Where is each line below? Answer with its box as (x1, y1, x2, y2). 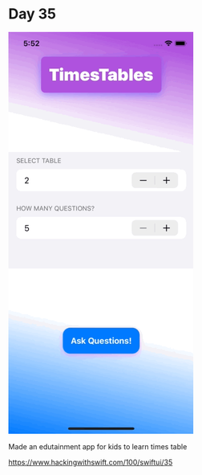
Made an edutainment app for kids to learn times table (8, 441, 188, 451)
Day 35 (8, 5, 56, 23)
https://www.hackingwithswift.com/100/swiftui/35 (8, 457, 173, 467)
